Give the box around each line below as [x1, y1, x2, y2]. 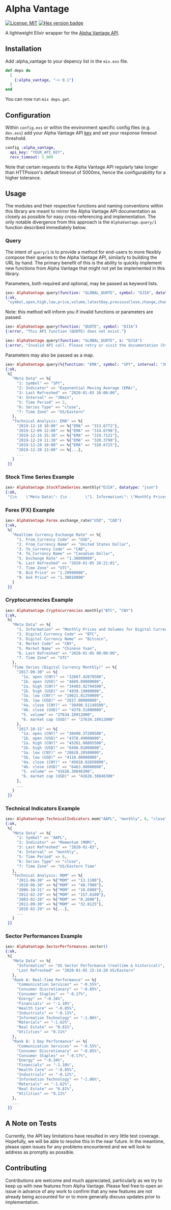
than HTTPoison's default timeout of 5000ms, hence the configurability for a [5, 169, 166, 175]
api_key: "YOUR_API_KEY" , [10, 150, 65, 155]
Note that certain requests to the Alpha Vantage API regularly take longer [5, 164, 158, 170]
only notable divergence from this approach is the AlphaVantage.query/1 [5, 219, 157, 225]
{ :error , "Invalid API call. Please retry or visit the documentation [5, 342, 158, 348]
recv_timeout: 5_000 [10, 154, 53, 159]
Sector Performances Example [5, 933, 82, 940]
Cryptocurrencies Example [5, 597, 73, 604]
